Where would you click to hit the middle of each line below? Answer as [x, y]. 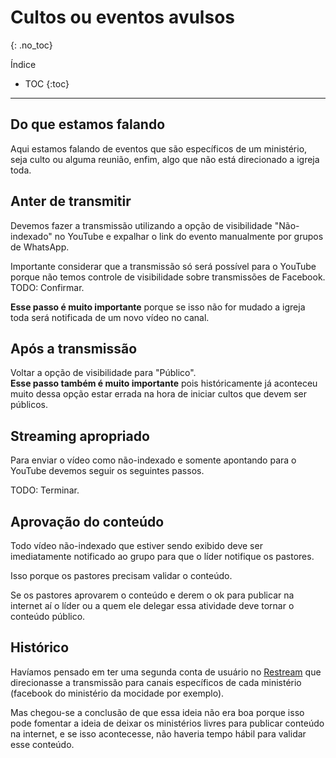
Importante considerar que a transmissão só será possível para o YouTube [163, 266]
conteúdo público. [48, 616]
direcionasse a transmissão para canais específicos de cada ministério [156, 682]
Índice [23, 64]
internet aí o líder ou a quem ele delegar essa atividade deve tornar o [152, 605]
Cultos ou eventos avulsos [122, 17]
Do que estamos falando [88, 124]
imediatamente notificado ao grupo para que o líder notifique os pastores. [162, 556]
